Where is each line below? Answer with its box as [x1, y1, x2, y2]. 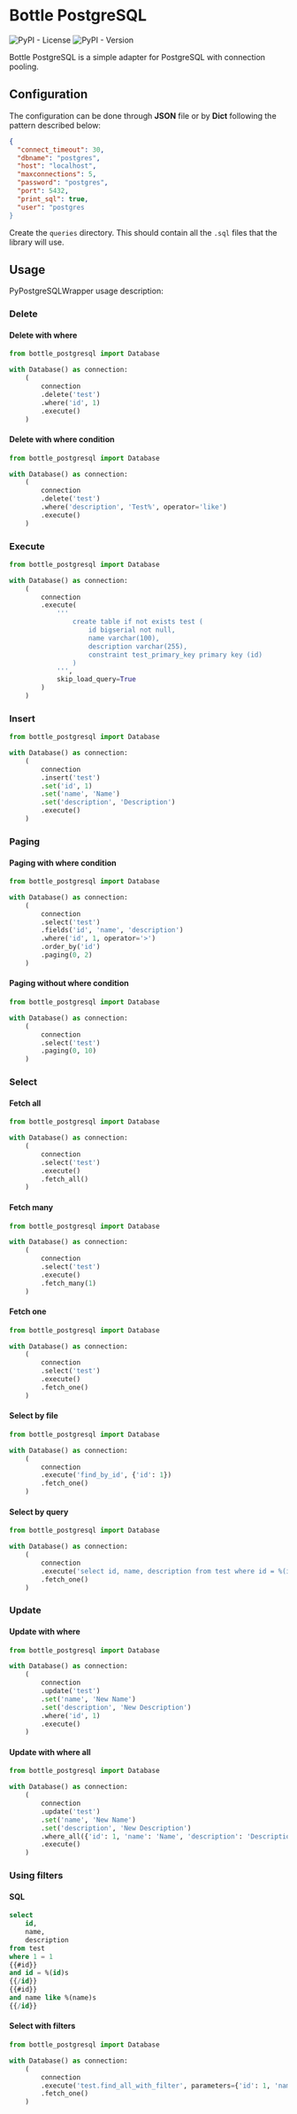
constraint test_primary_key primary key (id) [88, 650, 263, 659]
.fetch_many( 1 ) [41, 1279, 97, 1287]
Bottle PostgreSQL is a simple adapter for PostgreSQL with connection [9, 51, 266, 62]
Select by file [9, 1411, 59, 1421]
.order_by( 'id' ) [41, 943, 101, 952]
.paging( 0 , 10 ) [41, 1046, 97, 1055]
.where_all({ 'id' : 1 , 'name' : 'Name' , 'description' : [41, 1831, 243, 1841]
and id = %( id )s [9, 1969, 69, 1978]
